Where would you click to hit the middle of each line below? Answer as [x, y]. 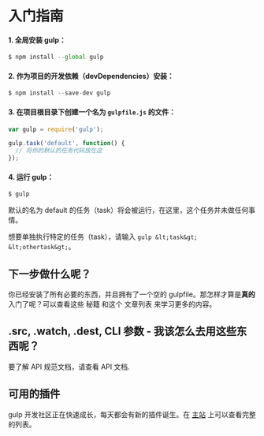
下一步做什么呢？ [50, 274]
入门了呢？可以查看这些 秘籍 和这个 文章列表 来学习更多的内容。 [112, 304]
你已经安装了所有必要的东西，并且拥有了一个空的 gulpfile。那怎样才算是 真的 [132, 294]
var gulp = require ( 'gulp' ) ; [56, 129]
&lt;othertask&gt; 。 [42, 247]
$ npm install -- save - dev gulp [59, 93]
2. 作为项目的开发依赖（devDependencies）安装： [91, 76]
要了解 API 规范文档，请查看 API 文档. [69, 367]
